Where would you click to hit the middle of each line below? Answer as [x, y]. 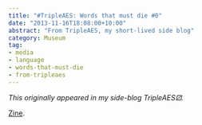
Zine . [17, 113]
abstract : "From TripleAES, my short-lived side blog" [101, 30]
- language [26, 61]
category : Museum [37, 38]
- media [21, 53]
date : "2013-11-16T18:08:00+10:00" [67, 23]
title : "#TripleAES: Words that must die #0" [85, 16]
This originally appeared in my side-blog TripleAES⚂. [96, 97]
